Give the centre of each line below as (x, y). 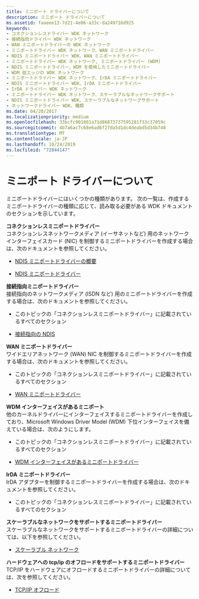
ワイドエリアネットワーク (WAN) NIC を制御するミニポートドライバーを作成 (99, 354)
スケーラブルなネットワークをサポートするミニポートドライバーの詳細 (92, 529)
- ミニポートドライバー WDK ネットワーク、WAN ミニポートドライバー (80, 51)
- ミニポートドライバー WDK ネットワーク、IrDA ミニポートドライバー (82, 78)
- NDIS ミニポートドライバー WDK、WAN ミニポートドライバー (72, 56)
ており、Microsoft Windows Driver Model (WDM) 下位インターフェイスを (95, 422)
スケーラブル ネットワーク (47, 550)
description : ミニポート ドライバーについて (56, 17)
